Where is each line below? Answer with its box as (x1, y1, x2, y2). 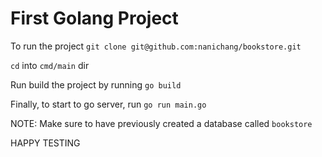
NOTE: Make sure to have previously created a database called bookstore (10, 117, 313, 129)
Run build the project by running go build (10, 78, 182, 91)
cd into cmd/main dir (10, 59, 90, 71)
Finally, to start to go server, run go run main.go (10, 98, 207, 110)
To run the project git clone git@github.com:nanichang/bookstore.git (10, 40, 302, 52)
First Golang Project (10, 7, 179, 30)
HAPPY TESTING (10, 137, 81, 149)
